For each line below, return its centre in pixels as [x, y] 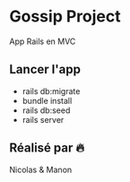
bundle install [47, 100]
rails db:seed [46, 110]
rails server [43, 119]
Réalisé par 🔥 [47, 148]
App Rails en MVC [43, 41]
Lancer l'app [45, 69]
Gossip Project [65, 17]
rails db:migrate [51, 91]
